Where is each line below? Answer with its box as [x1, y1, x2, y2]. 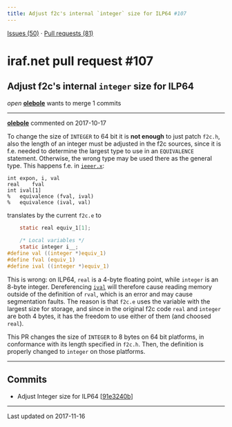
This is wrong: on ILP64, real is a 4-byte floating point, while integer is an [7, 275, 219, 284]
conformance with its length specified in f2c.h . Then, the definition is [7, 339, 204, 348]
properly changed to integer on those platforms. [7, 347, 146, 355]
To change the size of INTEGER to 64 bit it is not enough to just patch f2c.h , [7, 132, 220, 140]
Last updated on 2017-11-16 [7, 412, 86, 420]
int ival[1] [7, 187, 41, 194]
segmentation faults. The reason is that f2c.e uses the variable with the [7, 297, 211, 306]
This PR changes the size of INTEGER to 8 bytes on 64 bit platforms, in [7, 332, 204, 341]
